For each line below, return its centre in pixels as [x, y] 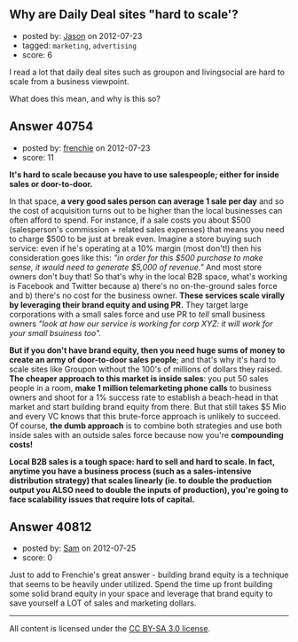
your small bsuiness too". [55, 333]
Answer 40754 [51, 126]
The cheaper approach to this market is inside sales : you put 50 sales [139, 378]
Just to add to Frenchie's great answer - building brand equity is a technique [149, 575]
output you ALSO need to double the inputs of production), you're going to [149, 489]
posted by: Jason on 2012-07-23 [82, 35]
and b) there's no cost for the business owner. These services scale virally [147, 295]
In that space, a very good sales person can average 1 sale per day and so [147, 201]
